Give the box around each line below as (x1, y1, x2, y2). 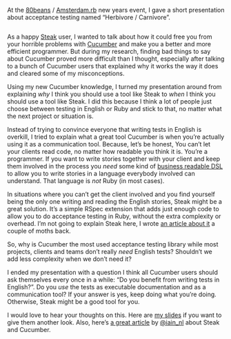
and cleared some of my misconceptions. (7, 69, 125, 77)
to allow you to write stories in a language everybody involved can (7, 169, 195, 177)
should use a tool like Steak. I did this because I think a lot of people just (7, 97, 212, 106)
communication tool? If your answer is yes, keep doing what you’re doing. (7, 290, 217, 298)
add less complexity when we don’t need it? (7, 255, 132, 263)
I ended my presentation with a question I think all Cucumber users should (7, 269, 219, 276)
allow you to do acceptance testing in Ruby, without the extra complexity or (7, 212, 221, 220)
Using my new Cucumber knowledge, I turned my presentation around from (7, 83, 222, 90)
